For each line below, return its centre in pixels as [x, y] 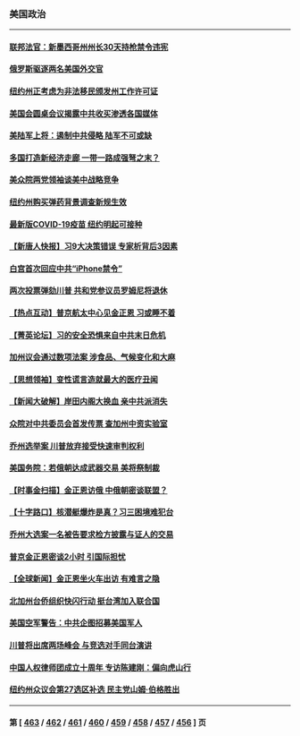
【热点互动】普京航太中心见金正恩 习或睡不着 [92, 313]
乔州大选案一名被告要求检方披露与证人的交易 [92, 534]
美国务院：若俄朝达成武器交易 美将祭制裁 [85, 468]
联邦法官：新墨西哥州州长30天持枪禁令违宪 [89, 47]
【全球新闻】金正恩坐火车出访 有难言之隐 [85, 578]
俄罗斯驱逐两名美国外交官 [56, 69]
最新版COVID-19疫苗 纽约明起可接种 [76, 224]
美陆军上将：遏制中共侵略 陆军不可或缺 [81, 135]
